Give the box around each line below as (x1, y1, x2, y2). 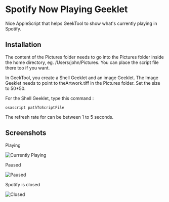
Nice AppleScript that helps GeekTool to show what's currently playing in (5, 20, 158, 26)
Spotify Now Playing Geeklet (5, 4, 128, 15)
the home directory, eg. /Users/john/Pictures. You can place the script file (5, 59, 159, 65)
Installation (5, 41, 41, 49)
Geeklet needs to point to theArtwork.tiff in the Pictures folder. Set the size (5, 80, 160, 86)
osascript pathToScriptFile (5, 105, 65, 110)
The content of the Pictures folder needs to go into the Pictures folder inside (5, 54, 164, 60)
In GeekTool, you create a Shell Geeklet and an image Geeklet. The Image (5, 75, 158, 81)
